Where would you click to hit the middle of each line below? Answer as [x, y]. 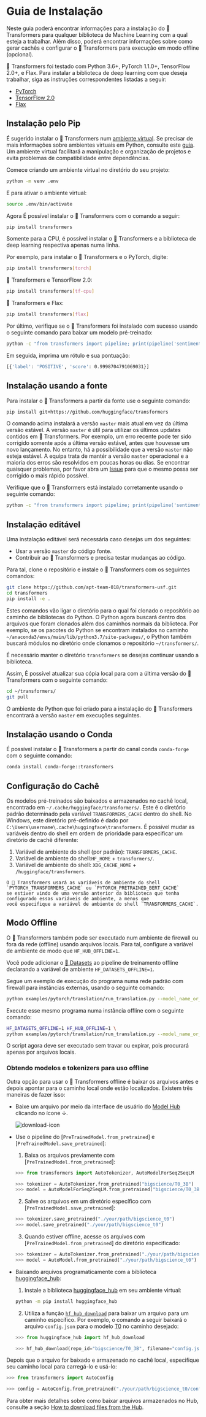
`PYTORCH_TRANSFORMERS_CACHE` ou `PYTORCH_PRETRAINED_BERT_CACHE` [93, 888]
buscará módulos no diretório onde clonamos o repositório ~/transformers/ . [103, 643]
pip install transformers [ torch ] [49, 268]
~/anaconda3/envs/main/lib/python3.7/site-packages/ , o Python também [99, 636]
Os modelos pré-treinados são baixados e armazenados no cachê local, [97, 801]
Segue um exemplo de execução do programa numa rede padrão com [95, 981]
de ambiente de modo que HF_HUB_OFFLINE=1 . [63, 951]
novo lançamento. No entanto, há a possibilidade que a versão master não [100, 450]
